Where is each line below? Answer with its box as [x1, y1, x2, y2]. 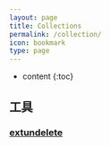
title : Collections [9, 21, 82, 30]
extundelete [9, 126, 63, 139]
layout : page [9, 13, 58, 22]
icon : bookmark [9, 38, 66, 47]
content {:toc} [21, 71, 74, 82]
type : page [9, 47, 50, 56]
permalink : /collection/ [9, 30, 102, 39]
